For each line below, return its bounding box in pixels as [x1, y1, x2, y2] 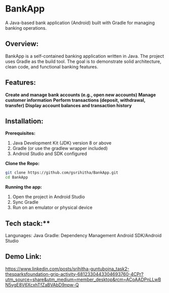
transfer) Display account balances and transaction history [5, 102, 132, 108]
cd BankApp [5, 175, 28, 180]
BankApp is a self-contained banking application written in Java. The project [5, 53, 164, 59]
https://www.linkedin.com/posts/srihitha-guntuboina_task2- [5, 265, 130, 272]
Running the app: [5, 184, 42, 190]
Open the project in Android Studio [12, 194, 85, 200]
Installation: [5, 117, 44, 125]
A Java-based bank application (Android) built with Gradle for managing [5, 20, 155, 26]
